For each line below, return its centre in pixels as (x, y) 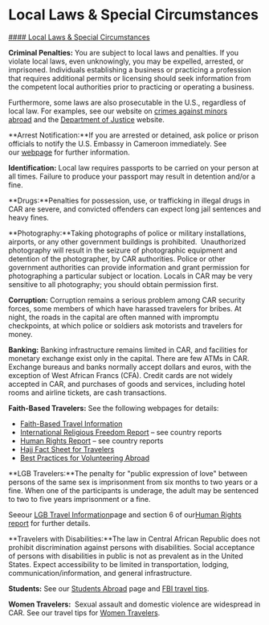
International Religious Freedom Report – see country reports (121, 432)
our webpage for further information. (69, 152)
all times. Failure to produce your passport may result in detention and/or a (132, 176)
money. (21, 334)
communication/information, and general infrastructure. (100, 573)
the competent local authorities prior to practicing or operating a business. (131, 87)
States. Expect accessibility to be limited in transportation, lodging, (119, 564)
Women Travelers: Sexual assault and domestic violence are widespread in (134, 604)
